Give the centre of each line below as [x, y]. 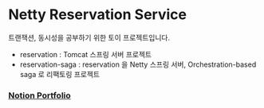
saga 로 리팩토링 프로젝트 [60, 74]
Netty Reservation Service [98, 15]
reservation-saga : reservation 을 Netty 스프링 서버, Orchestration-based [138, 64]
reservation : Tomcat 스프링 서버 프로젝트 [86, 54]
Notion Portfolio [40, 95]
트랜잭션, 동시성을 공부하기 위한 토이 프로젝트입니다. [89, 37]
